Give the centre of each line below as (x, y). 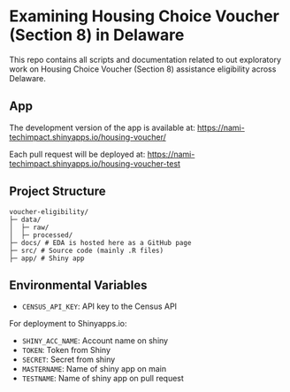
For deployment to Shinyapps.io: (68, 324)
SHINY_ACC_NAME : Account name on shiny (95, 341)
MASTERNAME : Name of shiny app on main (94, 369)
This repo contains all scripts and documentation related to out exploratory (145, 59)
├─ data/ (25, 219)
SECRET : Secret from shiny (69, 359)
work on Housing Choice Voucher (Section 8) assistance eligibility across (143, 69)
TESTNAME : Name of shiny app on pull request (103, 379)
